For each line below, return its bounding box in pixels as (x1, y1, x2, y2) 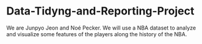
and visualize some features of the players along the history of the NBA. (6, 30, 187, 37)
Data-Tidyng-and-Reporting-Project (6, 4, 195, 18)
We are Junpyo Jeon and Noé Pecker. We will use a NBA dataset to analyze (6, 24, 197, 31)
